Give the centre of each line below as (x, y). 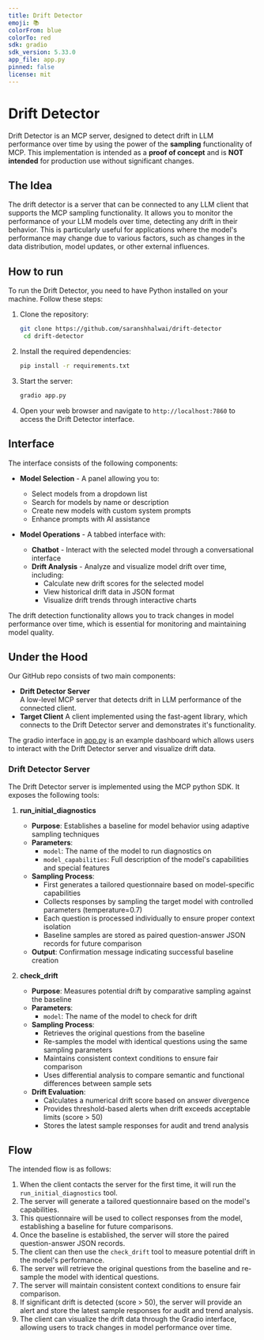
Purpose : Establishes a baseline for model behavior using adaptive (140, 826)
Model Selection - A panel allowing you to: (89, 478)
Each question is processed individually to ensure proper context (149, 918)
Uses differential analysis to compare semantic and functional (144, 1075)
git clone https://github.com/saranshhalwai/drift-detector (121, 329)
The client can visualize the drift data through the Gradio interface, (128, 1319)
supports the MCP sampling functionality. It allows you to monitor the (121, 213)
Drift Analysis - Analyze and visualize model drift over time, (129, 566)
